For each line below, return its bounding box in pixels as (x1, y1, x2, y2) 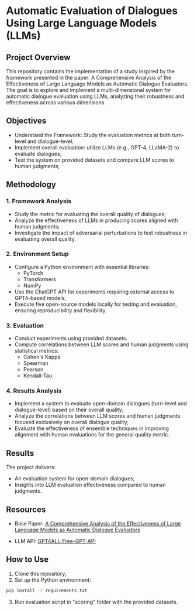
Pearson (23, 366, 44, 373)
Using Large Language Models (6, 16, 157, 30)
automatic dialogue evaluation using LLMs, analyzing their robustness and (6, 93, 185, 100)
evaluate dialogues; (14, 150, 62, 157)
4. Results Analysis (6, 387, 62, 395)
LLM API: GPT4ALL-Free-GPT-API (14, 538, 96, 545)
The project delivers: (6, 464, 56, 471)
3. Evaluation (6, 321, 44, 329)
